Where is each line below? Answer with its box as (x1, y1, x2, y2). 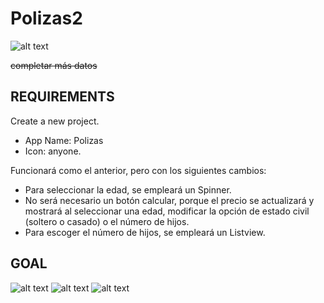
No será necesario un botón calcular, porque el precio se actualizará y (24, 194, 315, 206)
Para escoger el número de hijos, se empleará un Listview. (24, 226, 266, 238)
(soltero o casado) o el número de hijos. (24, 215, 190, 227)
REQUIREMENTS (10, 88, 115, 106)
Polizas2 (10, 7, 83, 30)
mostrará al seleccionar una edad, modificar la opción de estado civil (24, 205, 310, 217)
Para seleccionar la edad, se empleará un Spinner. (24, 183, 232, 196)
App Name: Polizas (24, 134, 104, 146)
